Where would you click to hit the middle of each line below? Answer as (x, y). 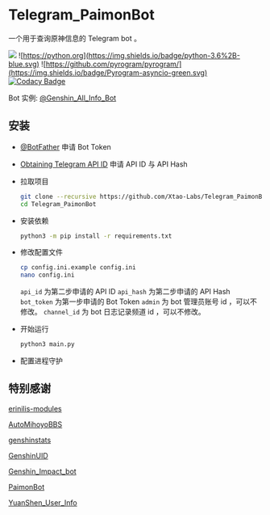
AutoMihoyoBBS (35, 424)
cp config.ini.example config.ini (78, 268)
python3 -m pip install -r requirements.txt (96, 236)
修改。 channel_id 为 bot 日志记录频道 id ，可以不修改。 (112, 312)
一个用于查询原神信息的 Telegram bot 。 (75, 38)
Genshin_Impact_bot (42, 471)
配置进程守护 (41, 361)
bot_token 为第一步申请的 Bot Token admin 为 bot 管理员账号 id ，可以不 (139, 302)
